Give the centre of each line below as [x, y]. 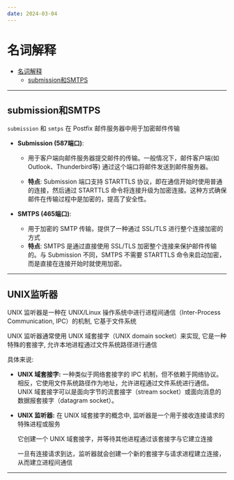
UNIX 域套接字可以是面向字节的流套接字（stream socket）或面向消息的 [119, 392]
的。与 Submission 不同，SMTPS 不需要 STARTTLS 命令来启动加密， [126, 255]
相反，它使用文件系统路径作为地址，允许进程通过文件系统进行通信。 [115, 383]
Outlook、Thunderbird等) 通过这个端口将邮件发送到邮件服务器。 [120, 167]
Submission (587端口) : [50, 143]
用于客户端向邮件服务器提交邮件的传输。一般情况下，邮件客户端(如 [123, 158]
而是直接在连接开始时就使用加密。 [77, 264]
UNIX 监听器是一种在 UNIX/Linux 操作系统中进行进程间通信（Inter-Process [114, 313]
